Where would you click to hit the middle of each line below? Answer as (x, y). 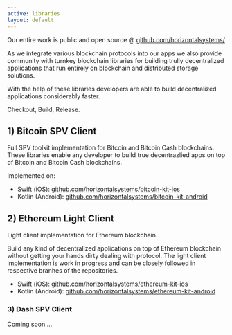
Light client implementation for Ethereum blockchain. (82, 235)
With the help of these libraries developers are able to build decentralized (112, 89)
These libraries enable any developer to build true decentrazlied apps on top (116, 155)
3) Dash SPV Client (40, 309)
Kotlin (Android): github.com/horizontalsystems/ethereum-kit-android (116, 291)
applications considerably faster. (54, 96)
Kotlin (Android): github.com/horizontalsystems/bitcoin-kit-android (112, 197)
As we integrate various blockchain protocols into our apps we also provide (115, 53)
